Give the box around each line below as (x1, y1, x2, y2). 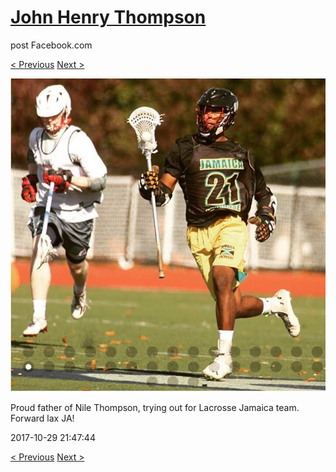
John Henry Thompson (10, 6, 207, 29)
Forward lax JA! (10, 412, 75, 425)
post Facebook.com (10, 39, 93, 51)
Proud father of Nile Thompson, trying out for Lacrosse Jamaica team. (10, 402, 300, 414)
